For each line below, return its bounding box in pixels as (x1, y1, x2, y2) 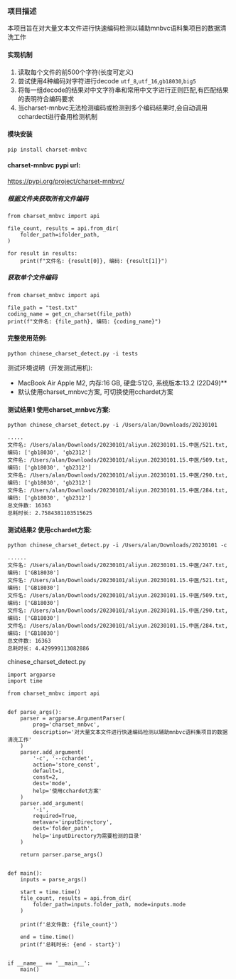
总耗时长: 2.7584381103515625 (7, 509, 92, 517)
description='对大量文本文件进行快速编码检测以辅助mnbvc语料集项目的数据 (33, 729, 228, 736)
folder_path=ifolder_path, (20, 231, 100, 238)
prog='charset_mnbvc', (33, 721, 100, 728)
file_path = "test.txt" (7, 304, 78, 311)
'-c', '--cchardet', (33, 755, 94, 762)
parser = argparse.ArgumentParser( (20, 715, 126, 722)
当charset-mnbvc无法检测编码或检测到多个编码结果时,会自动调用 (17, 103, 208, 112)
